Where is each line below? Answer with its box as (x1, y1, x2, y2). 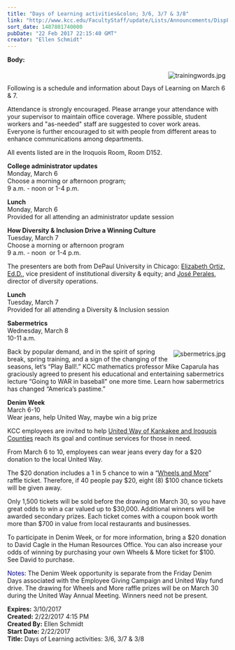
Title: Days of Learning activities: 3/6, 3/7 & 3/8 (7, 635, 145, 643)
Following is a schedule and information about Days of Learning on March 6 (7, 84, 226, 92)
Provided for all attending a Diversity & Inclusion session (7, 305, 169, 314)
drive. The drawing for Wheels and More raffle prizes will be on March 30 (7, 584, 219, 593)
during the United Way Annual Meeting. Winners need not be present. (7, 591, 208, 600)
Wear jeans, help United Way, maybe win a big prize (7, 413, 157, 422)
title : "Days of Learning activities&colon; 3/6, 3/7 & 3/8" (7, 10, 190, 18)
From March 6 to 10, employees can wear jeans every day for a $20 (7, 448, 201, 456)
